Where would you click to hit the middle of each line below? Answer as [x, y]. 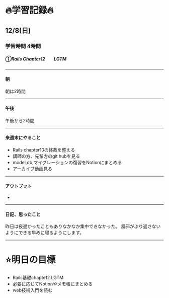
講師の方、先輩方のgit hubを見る [46, 156]
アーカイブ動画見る [32, 169]
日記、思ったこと [23, 214]
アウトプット [18, 186]
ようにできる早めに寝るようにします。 [45, 233]
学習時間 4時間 [23, 46]
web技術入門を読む [32, 290]
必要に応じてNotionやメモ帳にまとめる [53, 284]
